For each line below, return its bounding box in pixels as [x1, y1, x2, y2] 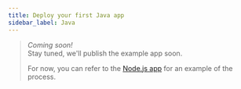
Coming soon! [27, 40, 73, 49]
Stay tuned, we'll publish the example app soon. [27, 48, 183, 58]
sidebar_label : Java [8, 19, 76, 27]
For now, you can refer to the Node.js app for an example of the [27, 63, 233, 73]
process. [27, 72, 57, 81]
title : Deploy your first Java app [8, 11, 125, 20]
